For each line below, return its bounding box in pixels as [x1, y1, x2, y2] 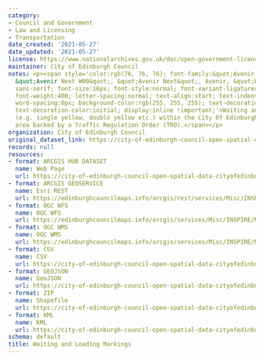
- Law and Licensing [8, 26, 76, 34]
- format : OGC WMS [8, 223, 68, 232]
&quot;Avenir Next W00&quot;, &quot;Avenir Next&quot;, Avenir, [15, 77, 230, 85]
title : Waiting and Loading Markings [8, 340, 132, 348]
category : [8, 11, 41, 20]
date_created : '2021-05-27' [8, 41, 101, 49]
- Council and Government [8, 19, 93, 27]
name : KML [15, 318, 47, 326]
